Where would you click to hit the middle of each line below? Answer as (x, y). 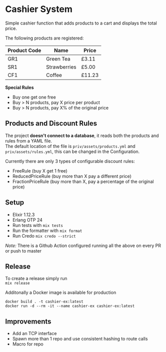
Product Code (24, 50)
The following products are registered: (44, 38)
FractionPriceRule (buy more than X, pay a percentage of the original (83, 181)
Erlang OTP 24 (27, 220)
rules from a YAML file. (29, 140)
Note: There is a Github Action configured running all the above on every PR (83, 245)
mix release (17, 283)
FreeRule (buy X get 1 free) (40, 170)
